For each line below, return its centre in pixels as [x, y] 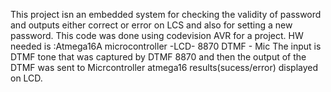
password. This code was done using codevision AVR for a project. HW [157, 35]
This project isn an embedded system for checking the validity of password [166, 14]
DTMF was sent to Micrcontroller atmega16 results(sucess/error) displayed [164, 67]
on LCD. [26, 78]
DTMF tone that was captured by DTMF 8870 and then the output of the [158, 57]
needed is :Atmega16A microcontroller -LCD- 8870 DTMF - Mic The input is [166, 46]
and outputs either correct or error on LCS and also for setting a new [151, 25]
